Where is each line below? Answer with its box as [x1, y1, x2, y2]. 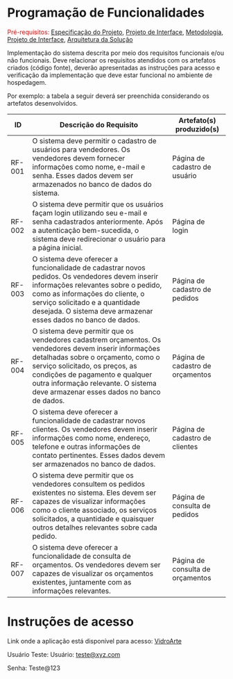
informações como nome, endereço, [32, 433, 150, 443]
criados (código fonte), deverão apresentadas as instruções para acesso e [7, 63, 221, 72]
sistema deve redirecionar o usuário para [32, 234, 166, 244]
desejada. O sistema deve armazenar [32, 306, 153, 316]
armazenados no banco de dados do [32, 179, 153, 189]
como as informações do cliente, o [32, 288, 145, 298]
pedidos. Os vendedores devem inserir [32, 271, 159, 281]
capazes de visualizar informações [32, 496, 146, 506]
